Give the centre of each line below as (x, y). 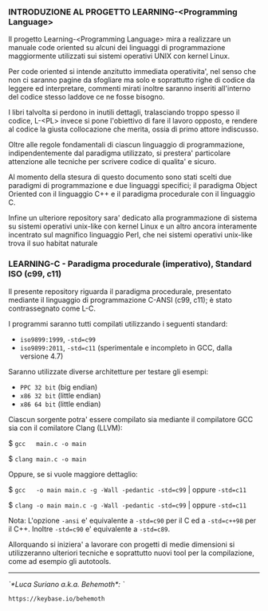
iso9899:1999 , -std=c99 (57, 339)
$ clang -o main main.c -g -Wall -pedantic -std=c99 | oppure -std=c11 (128, 505)
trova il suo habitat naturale (53, 243)
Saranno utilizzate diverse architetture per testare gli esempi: (108, 371)
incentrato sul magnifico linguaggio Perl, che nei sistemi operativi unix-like (130, 235)
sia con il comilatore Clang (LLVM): (65, 428)
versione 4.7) (41, 356)
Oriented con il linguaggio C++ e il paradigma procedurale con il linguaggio (132, 194)
